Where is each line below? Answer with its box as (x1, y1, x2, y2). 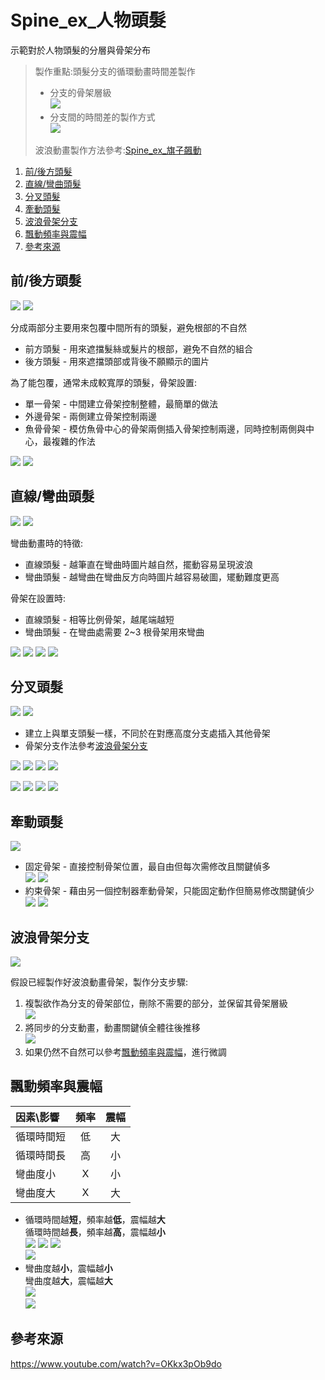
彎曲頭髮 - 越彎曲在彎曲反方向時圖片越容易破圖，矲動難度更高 (24, 571, 280, 583)
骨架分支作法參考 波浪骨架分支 (24, 740, 148, 752)
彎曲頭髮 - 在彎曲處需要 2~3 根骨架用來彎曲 (24, 626, 205, 638)
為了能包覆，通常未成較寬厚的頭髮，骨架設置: (10, 376, 198, 388)
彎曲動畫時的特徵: (10, 537, 84, 549)
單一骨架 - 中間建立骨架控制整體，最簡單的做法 (24, 397, 219, 410)
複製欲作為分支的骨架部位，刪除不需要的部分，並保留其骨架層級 (24, 997, 288, 1009)
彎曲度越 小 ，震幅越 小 (24, 1262, 113, 1274)
